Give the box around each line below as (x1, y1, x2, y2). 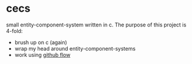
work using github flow (14, 51, 71, 58)
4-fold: (6, 27, 23, 34)
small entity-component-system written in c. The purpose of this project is (6, 21, 187, 28)
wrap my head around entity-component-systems (14, 45, 136, 52)
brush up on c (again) (14, 39, 68, 46)
